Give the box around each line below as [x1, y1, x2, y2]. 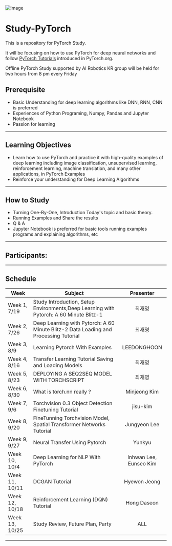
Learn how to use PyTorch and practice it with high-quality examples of [12, 154, 164, 160]
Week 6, [8, 385, 28, 392]
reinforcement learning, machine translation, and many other [12, 165, 141, 172]
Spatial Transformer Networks [33, 421, 106, 428]
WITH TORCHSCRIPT [33, 376, 84, 384]
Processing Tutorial [33, 332, 80, 339]
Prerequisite [5, 85, 46, 95]
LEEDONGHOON [122, 344, 162, 351]
